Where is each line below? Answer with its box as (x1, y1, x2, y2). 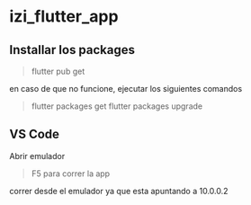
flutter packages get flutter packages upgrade (31, 101, 203, 111)
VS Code (9, 127, 60, 142)
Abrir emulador (9, 150, 66, 161)
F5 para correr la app (31, 168, 111, 179)
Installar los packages (9, 42, 136, 58)
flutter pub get (31, 66, 85, 76)
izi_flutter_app (9, 6, 119, 27)
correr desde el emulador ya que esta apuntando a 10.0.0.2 (9, 185, 229, 196)
